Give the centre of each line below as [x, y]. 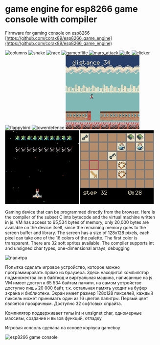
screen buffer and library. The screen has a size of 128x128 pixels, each [77, 233]
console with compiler [51, 19]
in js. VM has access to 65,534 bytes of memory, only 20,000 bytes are [77, 222]
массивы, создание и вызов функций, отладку [53, 318]
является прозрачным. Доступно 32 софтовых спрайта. [64, 303]
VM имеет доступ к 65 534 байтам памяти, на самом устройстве [73, 282]
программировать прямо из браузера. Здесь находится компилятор [77, 272]
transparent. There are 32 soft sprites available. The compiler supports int [80, 243]
